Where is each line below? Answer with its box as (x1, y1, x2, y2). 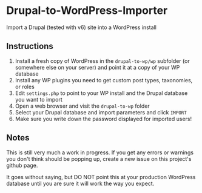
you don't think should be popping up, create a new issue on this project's (6, 155, 192, 162)
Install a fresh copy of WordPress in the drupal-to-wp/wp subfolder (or (15, 57, 190, 64)
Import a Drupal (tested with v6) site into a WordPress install (6, 24, 157, 31)
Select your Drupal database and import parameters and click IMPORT (15, 108, 187, 116)
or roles (15, 83, 35, 90)
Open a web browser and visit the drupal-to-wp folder (15, 102, 150, 110)
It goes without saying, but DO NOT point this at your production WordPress (6, 173, 196, 180)
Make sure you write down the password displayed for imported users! (15, 115, 192, 122)
